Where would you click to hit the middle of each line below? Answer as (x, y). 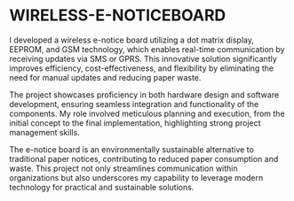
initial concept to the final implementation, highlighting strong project (135, 123)
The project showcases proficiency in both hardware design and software (144, 95)
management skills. (44, 132)
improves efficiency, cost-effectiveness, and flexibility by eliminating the (141, 68)
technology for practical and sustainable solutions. (102, 187)
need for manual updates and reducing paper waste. (105, 77)
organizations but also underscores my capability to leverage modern (136, 177)
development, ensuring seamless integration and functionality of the (134, 104)
